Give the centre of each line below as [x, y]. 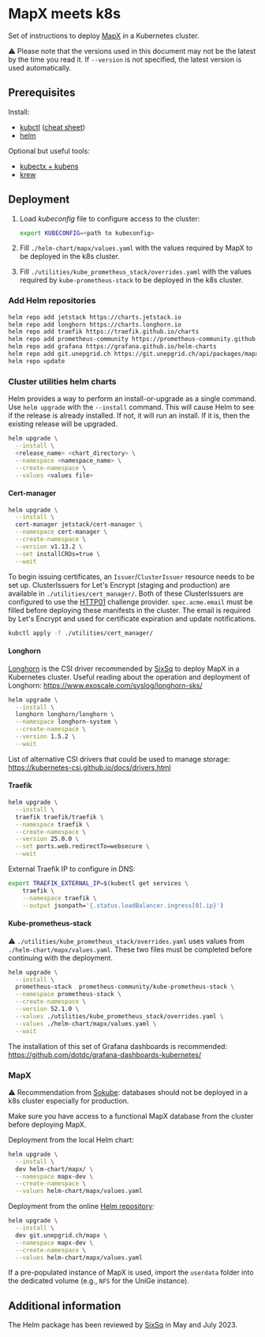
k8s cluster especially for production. [69, 1100]
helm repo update [37, 361]
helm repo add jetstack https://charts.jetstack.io [95, 317]
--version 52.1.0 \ [47, 1009]
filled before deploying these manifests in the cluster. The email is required [129, 610]
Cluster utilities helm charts [62, 381]
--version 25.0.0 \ [47, 839]
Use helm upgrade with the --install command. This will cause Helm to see [131, 407]
